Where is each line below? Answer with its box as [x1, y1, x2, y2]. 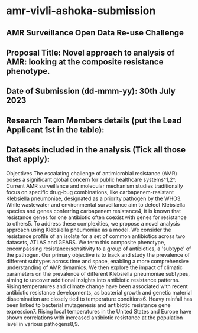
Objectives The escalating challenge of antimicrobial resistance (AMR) [6, 169, 177, 177]
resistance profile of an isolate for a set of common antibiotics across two [6, 232, 186, 240]
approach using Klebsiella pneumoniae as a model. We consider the [6, 226, 171, 233]
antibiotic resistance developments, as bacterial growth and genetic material [6, 289, 192, 296]
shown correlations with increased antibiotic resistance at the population [6, 314, 183, 321]
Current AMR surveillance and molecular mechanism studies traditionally [6, 182, 183, 190]
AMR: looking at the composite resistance [6, 57, 164, 67]
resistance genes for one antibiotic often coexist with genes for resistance [6, 214, 187, 221]
